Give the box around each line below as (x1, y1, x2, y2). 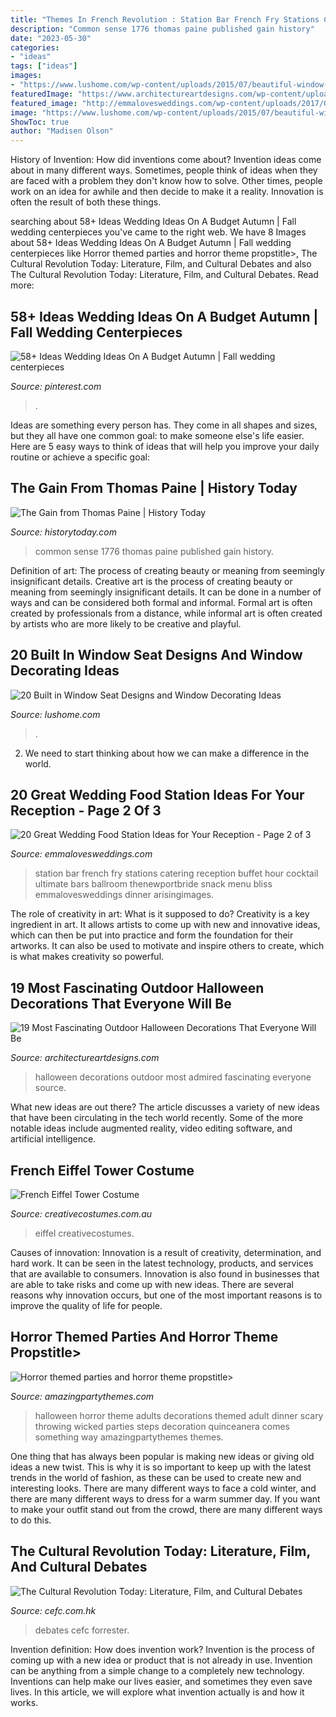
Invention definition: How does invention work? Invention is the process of (10, 1643, 315, 1655)
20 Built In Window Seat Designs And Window (10, 647, 303, 664)
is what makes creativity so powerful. (10, 951, 165, 963)
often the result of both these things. (10, 196, 162, 208)
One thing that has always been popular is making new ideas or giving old (10, 1450, 315, 1462)
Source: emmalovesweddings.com (10, 848, 153, 860)
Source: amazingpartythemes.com (10, 1390, 155, 1402)
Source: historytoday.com (10, 526, 117, 538)
